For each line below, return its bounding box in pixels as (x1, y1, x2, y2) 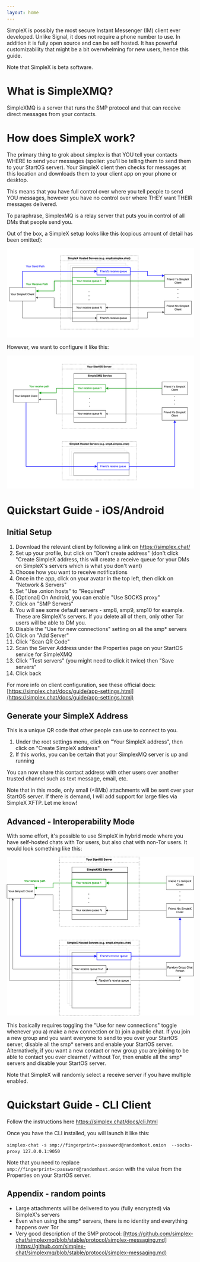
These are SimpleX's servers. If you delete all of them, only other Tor (15, 613, 184, 620)
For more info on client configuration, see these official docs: (7, 681, 156, 688)
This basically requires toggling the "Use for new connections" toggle (7, 1022, 177, 1029)
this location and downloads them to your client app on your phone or (7, 170, 177, 177)
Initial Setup (7, 527, 52, 538)
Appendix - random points (7, 1189, 106, 1199)
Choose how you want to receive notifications (15, 568, 128, 576)
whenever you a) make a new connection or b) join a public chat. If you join (7, 1027, 191, 1035)
